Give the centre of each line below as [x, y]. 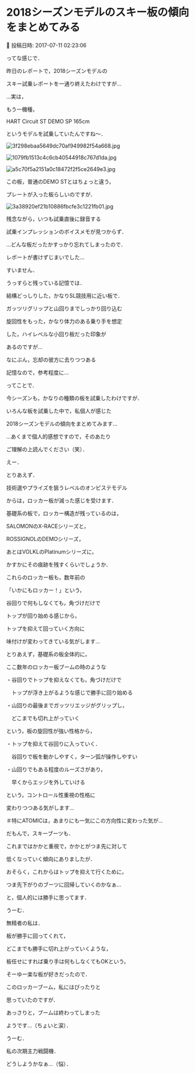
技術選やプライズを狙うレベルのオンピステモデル [67, 487]
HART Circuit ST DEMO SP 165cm [48, 121]
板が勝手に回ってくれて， [38, 936]
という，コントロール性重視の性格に [51, 795]
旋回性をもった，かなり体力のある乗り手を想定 [64, 321]
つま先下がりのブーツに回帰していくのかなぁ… [64, 884]
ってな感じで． [25, 58]
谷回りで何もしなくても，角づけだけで [54, 602]
